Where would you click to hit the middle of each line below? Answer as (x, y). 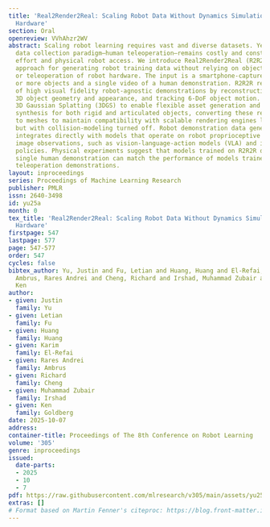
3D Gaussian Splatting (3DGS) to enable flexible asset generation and (138, 106)
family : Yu (34, 308)
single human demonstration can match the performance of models (127, 158)
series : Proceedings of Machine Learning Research (95, 181)
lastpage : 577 (32, 241)
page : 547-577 (32, 248)
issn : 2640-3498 (35, 195)
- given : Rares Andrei (46, 361)
